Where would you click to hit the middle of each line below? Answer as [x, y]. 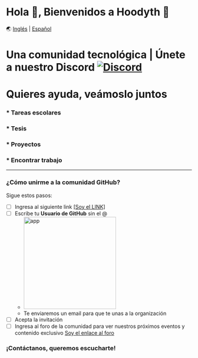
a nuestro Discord [51, 68]
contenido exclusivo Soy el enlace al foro [65, 333]
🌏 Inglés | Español [29, 28]
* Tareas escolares [34, 113]
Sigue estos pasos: [29, 195]
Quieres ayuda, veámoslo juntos [87, 94]
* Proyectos [24, 144]
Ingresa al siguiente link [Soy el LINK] [60, 206]
